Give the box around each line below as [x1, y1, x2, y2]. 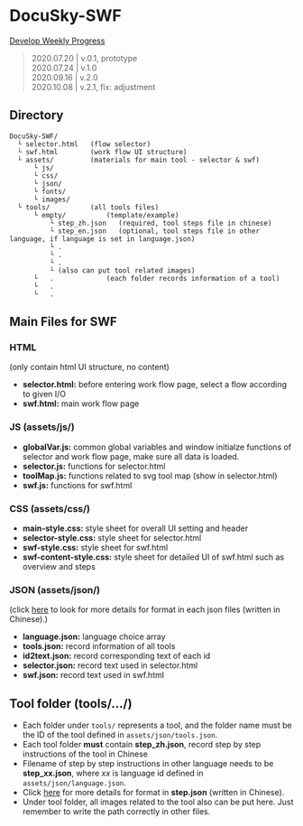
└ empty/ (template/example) [32, 210, 179, 219]
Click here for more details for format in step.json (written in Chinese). [22, 787, 285, 798]
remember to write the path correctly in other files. [22, 806, 211, 817]
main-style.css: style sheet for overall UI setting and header [22, 523, 249, 534]
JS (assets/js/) [9, 421, 75, 433]
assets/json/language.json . [22, 777, 126, 788]
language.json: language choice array [22, 631, 166, 642]
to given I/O [22, 389, 67, 400]
